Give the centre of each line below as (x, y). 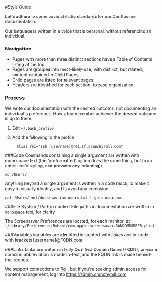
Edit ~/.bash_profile (33, 128)
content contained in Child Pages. (46, 75)
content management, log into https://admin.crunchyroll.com (66, 274)
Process (15, 98)
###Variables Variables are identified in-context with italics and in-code (77, 234)
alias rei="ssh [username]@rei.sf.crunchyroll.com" (70, 146)
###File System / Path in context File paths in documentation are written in (80, 206)
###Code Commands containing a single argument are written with (72, 155)
